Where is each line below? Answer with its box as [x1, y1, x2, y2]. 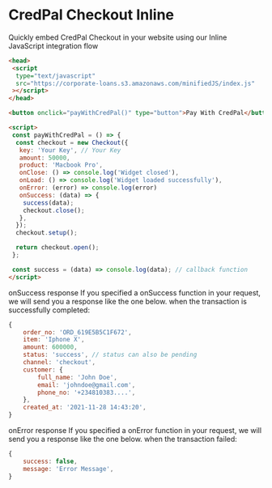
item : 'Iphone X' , [23, 336, 85, 344]
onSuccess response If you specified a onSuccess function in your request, [8, 287, 261, 297]
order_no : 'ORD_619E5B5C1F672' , [23, 328, 132, 337]
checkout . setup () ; [15, 229, 79, 237]
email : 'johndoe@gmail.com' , [37, 380, 136, 389]
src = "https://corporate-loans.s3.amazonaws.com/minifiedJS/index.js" [15, 79, 255, 87]
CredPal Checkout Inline [8, 6, 175, 24]
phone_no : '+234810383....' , [37, 388, 136, 397]
